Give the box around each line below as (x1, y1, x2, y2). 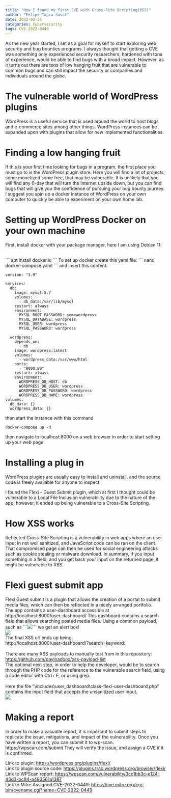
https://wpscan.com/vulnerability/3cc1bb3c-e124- (55, 771, 160, 777)
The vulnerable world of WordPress (5, 91, 159, 102)
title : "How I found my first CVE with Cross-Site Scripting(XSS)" (5, 7, 152, 13)
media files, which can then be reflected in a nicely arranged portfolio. (5, 601, 153, 608)
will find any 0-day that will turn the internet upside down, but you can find (5, 180, 162, 186)
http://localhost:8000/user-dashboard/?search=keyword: (5, 640, 126, 646)
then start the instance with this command (5, 415, 94, 421)
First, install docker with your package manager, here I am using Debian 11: (5, 241, 162, 247)
